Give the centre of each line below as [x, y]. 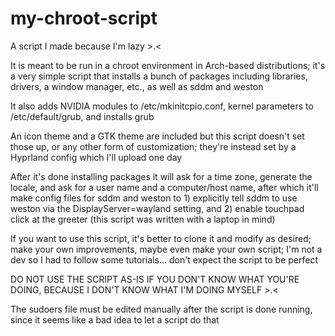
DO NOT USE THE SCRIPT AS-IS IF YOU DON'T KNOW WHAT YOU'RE [155, 279]
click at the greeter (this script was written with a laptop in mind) [143, 219]
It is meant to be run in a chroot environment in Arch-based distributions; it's [168, 65]
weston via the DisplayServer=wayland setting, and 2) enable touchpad [157, 208]
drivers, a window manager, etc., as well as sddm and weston [137, 86]
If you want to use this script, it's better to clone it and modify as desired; [161, 238]
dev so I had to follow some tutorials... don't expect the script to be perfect [164, 259]
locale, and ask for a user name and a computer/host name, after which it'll [164, 187]
